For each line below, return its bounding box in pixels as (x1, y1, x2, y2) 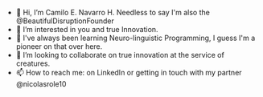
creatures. (15, 59, 51, 68)
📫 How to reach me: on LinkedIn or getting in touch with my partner (15, 68, 243, 77)
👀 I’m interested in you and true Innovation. (15, 25, 158, 34)
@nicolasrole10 (15, 79, 67, 88)
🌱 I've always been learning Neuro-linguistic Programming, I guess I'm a (15, 33, 256, 42)
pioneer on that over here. (15, 42, 103, 51)
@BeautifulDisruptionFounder (15, 16, 115, 26)
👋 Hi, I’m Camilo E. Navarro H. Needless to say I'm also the (15, 8, 211, 17)
